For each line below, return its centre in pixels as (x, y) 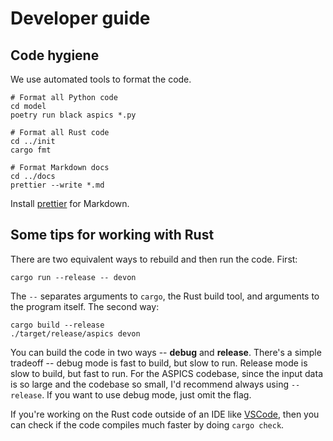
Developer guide (80, 18)
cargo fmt (31, 150)
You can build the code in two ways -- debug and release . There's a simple (166, 352)
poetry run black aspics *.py (73, 115)
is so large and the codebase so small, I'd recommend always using (149, 384)
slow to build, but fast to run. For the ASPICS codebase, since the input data (166, 373)
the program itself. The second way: (85, 306)
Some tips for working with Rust (112, 235)
